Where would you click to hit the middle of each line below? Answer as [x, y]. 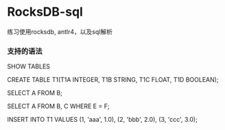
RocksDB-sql [45, 12]
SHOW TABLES [28, 66]
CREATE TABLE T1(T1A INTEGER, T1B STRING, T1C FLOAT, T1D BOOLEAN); [113, 80]
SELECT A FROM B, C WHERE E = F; [58, 106]
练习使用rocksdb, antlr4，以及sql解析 [60, 31]
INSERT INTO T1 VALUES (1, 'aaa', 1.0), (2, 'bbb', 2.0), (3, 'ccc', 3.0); [102, 120]
